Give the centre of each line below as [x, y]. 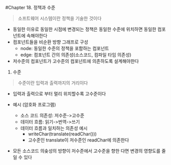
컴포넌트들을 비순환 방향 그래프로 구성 [50, 42]
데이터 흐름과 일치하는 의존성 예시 [54, 128]
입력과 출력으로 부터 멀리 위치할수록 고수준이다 [59, 94]
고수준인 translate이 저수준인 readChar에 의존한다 [79, 140]
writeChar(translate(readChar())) [62, 134]
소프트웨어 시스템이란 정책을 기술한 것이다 [60, 18]
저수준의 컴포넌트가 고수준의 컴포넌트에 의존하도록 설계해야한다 [76, 61]
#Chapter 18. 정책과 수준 [30, 7]
